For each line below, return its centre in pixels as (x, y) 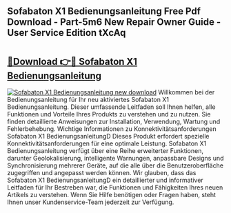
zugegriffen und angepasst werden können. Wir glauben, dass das (102, 173)
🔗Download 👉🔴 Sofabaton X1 (72, 61)
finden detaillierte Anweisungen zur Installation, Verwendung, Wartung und (114, 121)
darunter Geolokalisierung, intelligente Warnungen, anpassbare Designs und (115, 158)
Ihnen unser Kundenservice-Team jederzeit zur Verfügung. (91, 202)
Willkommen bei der (187, 92)
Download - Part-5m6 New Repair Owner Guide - (114, 22)
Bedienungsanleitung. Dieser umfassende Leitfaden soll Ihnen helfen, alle (111, 107)
